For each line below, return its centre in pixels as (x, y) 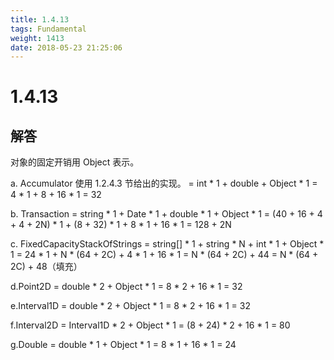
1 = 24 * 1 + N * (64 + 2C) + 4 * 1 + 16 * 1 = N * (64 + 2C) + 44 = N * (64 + (164, 255)
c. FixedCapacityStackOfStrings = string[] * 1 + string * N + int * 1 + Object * (167, 244)
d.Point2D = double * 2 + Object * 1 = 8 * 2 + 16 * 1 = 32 (126, 287)
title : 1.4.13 (40, 19)
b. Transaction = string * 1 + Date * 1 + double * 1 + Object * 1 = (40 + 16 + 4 (166, 214)
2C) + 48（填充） (46, 267)
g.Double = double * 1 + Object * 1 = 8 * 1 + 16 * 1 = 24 (123, 345)
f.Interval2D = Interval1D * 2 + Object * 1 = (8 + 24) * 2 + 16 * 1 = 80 (150, 325)
